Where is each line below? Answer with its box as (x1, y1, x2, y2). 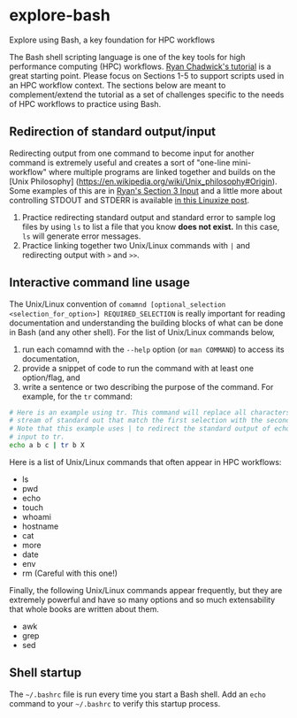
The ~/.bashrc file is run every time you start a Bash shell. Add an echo (9, 689, 267, 699)
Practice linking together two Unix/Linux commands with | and (21, 240, 250, 250)
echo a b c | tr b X (9, 441, 86, 450)
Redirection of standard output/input (9, 125, 217, 140)
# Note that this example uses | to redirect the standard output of (9, 424, 271, 433)
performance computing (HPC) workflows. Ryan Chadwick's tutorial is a (9, 61, 271, 72)
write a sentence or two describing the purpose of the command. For (21, 381, 274, 392)
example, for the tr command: (21, 391, 133, 401)
